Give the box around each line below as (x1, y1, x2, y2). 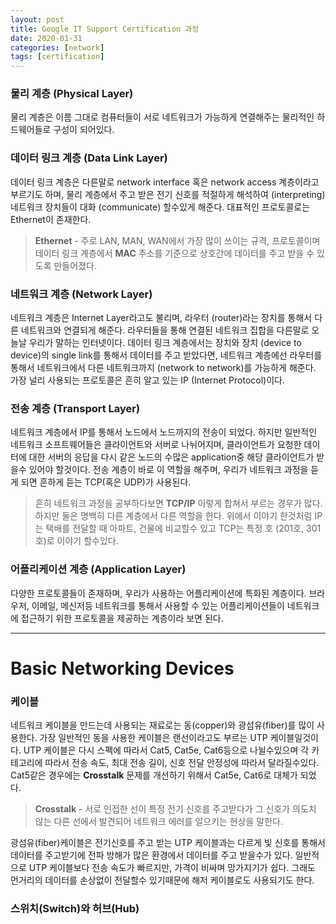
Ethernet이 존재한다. (10, 213, 92, 225)
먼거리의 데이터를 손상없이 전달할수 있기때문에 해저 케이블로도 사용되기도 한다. (10, 874, 315, 886)
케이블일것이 (269, 732, 319, 744)
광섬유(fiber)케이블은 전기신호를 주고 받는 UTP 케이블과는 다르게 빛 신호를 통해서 (10, 837, 326, 849)
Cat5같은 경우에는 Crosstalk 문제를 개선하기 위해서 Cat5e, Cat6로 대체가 (10, 769, 298, 781)
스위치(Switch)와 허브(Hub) (10, 902, 140, 916)
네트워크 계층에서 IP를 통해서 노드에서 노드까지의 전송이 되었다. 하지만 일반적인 (10, 426, 318, 438)
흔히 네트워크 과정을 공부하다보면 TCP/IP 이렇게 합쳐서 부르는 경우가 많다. (34, 497, 323, 510)
